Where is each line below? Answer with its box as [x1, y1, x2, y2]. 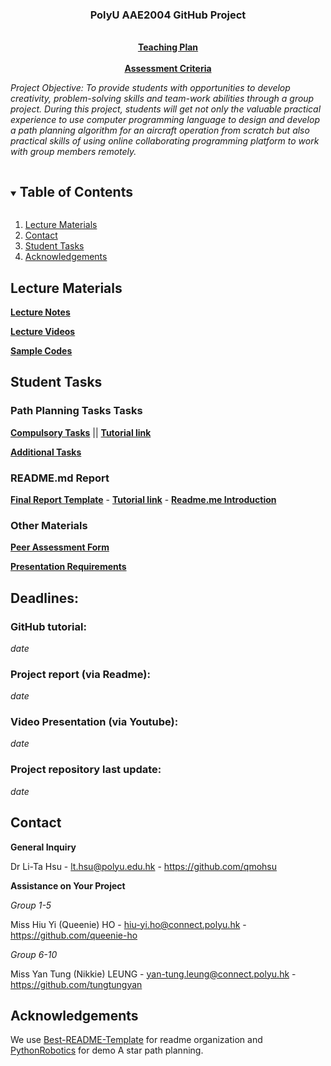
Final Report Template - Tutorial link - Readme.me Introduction [10, 493, 277, 505]
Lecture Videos [10, 325, 76, 337]
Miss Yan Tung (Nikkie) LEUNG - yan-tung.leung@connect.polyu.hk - [10, 968, 297, 980]
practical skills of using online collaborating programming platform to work [10, 135, 320, 147]
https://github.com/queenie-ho [10, 929, 138, 941]
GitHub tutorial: [10, 619, 87, 633]
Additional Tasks [10, 446, 82, 458]
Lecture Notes [10, 306, 71, 318]
